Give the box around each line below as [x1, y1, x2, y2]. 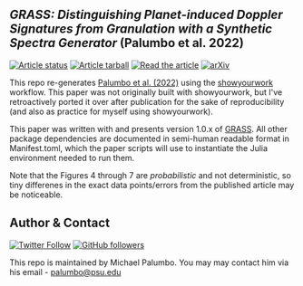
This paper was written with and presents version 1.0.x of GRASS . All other [9, 123, 288, 134]
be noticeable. [9, 189, 64, 200]
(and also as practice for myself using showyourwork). [9, 106, 213, 117]
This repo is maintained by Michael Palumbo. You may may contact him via [9, 257, 289, 268]
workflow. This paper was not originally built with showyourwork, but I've [9, 86, 283, 98]
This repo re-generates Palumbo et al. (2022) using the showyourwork [9, 77, 274, 88]
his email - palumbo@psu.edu [9, 266, 122, 277]
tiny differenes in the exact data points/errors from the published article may [9, 179, 295, 190]
